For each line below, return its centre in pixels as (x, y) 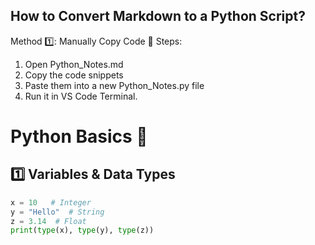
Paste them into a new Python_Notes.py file (114, 85)
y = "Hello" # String (57, 212)
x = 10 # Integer (51, 202)
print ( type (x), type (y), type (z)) (82, 230)
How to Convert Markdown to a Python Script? (158, 16)
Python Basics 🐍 (79, 136)
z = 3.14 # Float (48, 221)
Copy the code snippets (74, 75)
